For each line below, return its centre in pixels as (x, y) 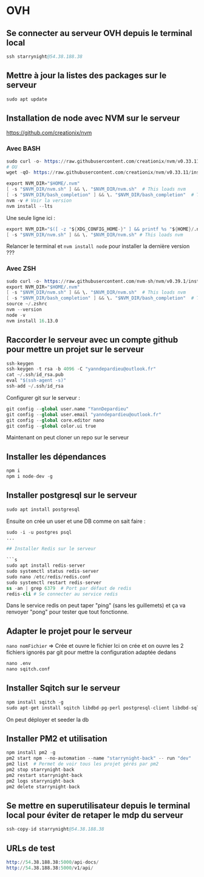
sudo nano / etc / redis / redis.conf (49, 577)
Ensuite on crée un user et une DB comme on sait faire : (76, 521)
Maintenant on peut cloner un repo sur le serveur (68, 438)
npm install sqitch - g (35, 702)
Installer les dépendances (56, 457)
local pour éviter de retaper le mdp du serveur (95, 815)
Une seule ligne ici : (31, 218)
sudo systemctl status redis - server (53, 571)
